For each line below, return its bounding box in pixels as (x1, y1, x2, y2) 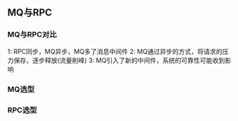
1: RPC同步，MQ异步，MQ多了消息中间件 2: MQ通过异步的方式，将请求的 (7, 47, 223, 55)
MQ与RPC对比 (7, 30, 57, 40)
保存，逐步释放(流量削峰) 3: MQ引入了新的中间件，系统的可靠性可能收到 (13, 56, 226, 64)
